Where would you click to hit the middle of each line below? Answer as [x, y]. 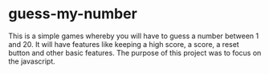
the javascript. [32, 61]
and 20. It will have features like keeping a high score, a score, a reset [124, 44]
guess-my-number [73, 14]
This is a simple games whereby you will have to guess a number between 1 [134, 36]
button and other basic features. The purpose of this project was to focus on [135, 53]
